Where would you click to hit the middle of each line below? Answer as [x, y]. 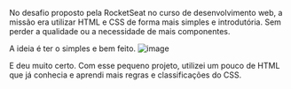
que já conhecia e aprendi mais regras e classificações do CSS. [126, 75]
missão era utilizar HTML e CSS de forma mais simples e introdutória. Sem [145, 22]
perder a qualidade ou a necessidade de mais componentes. [120, 31]
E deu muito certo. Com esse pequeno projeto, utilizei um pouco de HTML [145, 66]
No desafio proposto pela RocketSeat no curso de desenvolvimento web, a [146, 13]
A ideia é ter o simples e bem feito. [72, 48]
